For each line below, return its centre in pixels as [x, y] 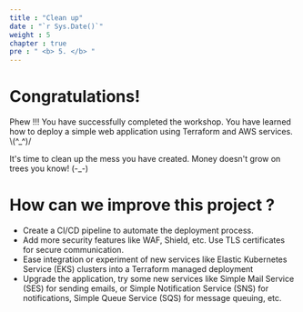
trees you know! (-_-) [49, 168]
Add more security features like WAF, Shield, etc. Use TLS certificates [153, 240]
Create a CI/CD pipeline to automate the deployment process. [138, 230]
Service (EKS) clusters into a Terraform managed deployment [138, 269]
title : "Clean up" [46, 18]
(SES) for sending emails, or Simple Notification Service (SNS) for [146, 288]
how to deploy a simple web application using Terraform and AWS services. [151, 132]
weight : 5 [30, 35]
